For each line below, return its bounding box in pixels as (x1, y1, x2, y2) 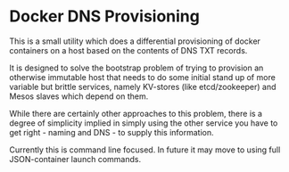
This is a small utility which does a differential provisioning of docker (9, 36, 261, 46)
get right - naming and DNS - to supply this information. (9, 127, 214, 137)
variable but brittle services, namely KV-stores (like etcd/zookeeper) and (9, 81, 277, 92)
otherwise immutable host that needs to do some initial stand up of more (9, 71, 277, 82)
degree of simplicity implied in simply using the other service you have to (9, 118, 278, 128)
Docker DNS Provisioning (9, 6, 201, 27)
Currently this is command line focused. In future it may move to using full (9, 144, 281, 155)
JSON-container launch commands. (9, 153, 141, 164)
